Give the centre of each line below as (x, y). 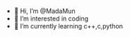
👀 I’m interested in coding (51, 18)
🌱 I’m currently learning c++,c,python (69, 26)
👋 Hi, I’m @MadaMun (45, 11)
